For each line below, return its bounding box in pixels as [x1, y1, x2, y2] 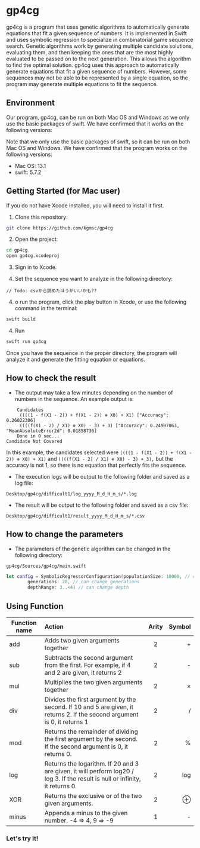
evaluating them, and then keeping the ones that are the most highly [6, 48, 174, 56]
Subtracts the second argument [44, 654, 133, 662]
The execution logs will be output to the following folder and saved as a [14, 473, 190, 480]
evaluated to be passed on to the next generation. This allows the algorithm [6, 55, 192, 62]
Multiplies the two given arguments [44, 678, 143, 686]
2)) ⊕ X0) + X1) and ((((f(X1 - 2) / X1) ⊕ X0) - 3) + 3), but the [6, 455, 174, 462]
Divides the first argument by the [44, 696, 136, 703]
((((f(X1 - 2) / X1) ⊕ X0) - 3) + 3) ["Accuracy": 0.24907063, [19, 423, 180, 428]
